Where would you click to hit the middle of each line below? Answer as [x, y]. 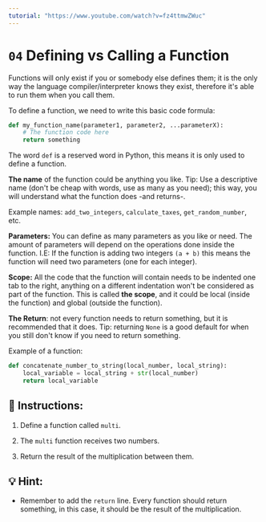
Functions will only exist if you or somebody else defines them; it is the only [133, 78]
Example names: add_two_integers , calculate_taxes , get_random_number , [127, 212]
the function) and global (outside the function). [85, 303]
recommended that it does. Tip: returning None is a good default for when [129, 327]
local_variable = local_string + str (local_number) [111, 373]
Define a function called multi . [71, 425]
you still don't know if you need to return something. [95, 336]
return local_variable [60, 381]
